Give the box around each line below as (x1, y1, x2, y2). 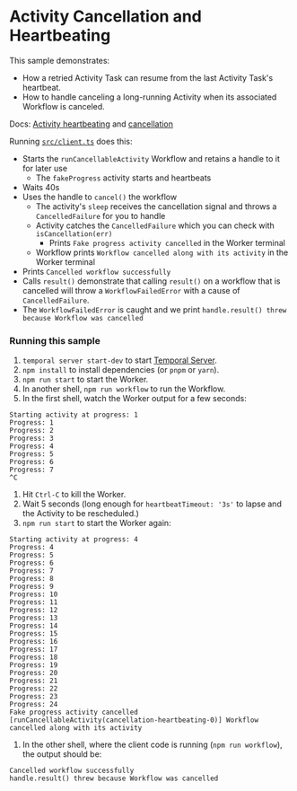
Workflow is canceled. (22, 101, 105, 111)
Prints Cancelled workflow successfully (22, 266, 171, 277)
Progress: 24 (9, 700, 58, 709)
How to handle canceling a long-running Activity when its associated (22, 92, 277, 102)
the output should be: (22, 749, 102, 760)
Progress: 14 (9, 621, 58, 630)
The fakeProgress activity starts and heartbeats (35, 172, 212, 183)
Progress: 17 (9, 645, 58, 655)
